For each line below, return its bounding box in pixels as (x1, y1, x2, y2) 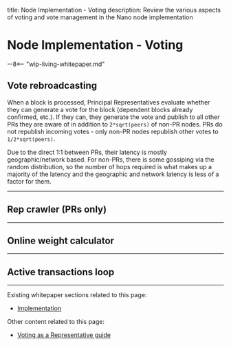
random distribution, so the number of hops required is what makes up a (7, 162, 212, 171)
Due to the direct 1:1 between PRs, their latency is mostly (7, 148, 167, 156)
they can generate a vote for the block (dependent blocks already (7, 105, 193, 113)
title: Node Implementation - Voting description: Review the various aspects (7, 6, 221, 14)
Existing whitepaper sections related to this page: (7, 291, 147, 299)
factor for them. (7, 177, 52, 185)
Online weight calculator (7, 235, 115, 246)
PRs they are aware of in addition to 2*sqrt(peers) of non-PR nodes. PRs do (7, 120, 223, 128)
